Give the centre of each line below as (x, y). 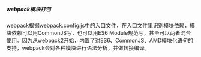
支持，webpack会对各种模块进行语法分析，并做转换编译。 (78, 47)
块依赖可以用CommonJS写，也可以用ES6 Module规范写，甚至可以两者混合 (99, 32)
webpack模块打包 (28, 9)
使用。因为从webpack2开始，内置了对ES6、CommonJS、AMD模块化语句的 (100, 40)
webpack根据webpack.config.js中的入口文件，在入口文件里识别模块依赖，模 (101, 25)
